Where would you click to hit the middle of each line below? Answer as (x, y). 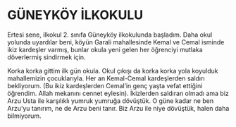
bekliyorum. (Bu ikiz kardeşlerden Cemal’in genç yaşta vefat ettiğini (105, 85)
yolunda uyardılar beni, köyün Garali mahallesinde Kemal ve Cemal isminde (116, 42)
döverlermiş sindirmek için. (46, 57)
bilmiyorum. (24, 116)
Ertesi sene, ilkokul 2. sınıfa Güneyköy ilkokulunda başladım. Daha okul (110, 35)
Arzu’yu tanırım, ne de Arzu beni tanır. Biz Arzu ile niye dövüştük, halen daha (118, 108)
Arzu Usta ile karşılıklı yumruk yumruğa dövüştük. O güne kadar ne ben (110, 101)
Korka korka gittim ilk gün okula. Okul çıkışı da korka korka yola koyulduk (113, 71)
